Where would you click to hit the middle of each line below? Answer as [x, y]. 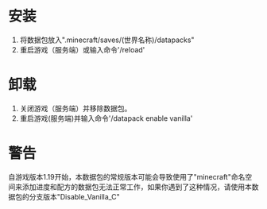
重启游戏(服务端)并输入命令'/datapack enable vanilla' [106, 118]
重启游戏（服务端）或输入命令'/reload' [82, 49]
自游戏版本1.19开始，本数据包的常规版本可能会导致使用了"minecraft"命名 [127, 176]
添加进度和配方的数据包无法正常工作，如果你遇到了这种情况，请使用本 [137, 187]
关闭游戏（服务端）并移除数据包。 [75, 108]
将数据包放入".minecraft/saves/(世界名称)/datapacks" [107, 40]
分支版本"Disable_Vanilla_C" [75, 196]
